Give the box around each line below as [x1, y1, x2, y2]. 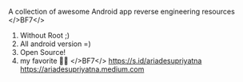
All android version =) [19, 39, 91, 49]
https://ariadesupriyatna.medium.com [19, 64, 145, 74]
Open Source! [19, 48, 66, 57]
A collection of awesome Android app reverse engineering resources [8, 7, 236, 16]
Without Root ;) [19, 31, 70, 40]
